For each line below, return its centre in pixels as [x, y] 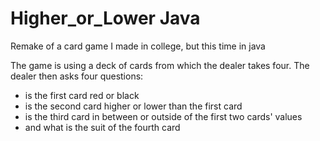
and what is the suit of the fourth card [102, 127]
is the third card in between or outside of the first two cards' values [163, 116]
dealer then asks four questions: [77, 76]
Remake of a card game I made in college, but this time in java [138, 46]
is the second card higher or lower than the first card [133, 106]
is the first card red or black [82, 95]
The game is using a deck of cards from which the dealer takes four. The [160, 65]
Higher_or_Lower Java [105, 18]
